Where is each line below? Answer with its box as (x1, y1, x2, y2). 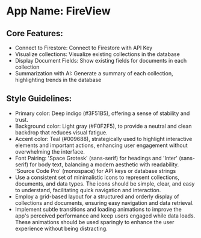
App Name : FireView (6, 4, 111, 18)
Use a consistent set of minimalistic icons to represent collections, (14, 174, 179, 181)
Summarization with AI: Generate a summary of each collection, (14, 70, 173, 77)
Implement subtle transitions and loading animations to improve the (14, 205, 182, 213)
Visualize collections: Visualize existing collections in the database (14, 51, 181, 58)
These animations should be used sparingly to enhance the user (14, 218, 175, 225)
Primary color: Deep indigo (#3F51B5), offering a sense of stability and (14, 110, 190, 117)
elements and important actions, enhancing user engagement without (14, 142, 188, 149)
